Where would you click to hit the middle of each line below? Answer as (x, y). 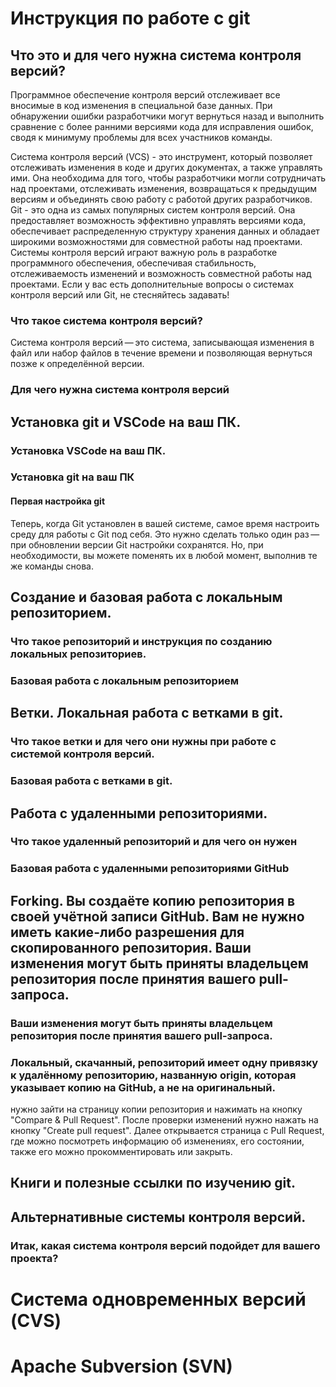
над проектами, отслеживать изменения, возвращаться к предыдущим (164, 188)
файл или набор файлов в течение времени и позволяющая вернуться (161, 353)
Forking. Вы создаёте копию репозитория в (153, 900)
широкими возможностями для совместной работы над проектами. (156, 241)
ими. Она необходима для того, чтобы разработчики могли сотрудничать (168, 178)
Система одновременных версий (158, 1299)
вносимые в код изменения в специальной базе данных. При (141, 105)
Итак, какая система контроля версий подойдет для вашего (165, 1245)
